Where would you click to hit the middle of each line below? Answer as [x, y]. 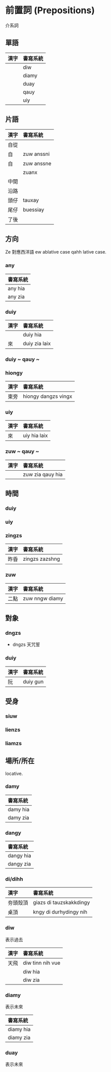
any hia [16, 288]
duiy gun [33, 681]
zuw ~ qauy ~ [22, 451]
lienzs [13, 729]
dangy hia [19, 856]
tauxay [31, 200]
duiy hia [32, 335]
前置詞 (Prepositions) [50, 10]
